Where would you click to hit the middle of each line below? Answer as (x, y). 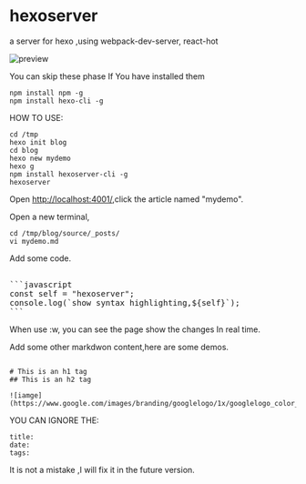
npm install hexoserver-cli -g (69, 174)
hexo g (22, 166)
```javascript (41, 284)
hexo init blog (38, 142)
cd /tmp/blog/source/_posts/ (65, 233)
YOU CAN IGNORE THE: (54, 420)
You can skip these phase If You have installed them (107, 76)
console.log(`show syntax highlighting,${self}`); (125, 302)
